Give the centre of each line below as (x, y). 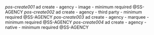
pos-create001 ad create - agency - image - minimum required (68, 7)
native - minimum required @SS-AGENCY (47, 27)
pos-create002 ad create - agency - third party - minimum (83, 12)
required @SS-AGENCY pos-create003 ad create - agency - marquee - (77, 17)
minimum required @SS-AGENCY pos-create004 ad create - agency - (76, 22)
